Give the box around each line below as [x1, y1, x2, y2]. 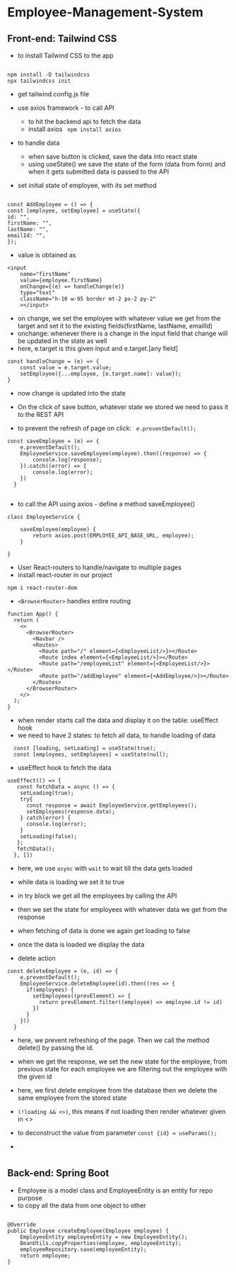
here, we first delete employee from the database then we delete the [17, 1086, 218, 1094]
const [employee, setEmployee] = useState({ [7, 207, 141, 214]
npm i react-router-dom [7, 584, 78, 591]
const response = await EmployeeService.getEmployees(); [25, 802, 198, 809]
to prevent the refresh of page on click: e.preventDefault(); [17, 424, 196, 433]
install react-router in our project [17, 571, 113, 579]
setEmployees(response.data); [25, 808, 115, 815]
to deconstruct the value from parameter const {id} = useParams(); [17, 1129, 218, 1137]
